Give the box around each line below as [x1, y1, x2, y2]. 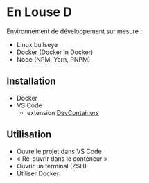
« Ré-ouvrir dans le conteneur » [16, 154, 108, 163]
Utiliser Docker [16, 169, 60, 177]
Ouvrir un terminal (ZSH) [16, 162, 87, 170]
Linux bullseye [16, 40, 58, 49]
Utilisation [6, 129, 52, 141]
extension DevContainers [26, 108, 100, 116]
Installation [6, 76, 56, 87]
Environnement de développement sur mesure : [6, 27, 143, 35]
